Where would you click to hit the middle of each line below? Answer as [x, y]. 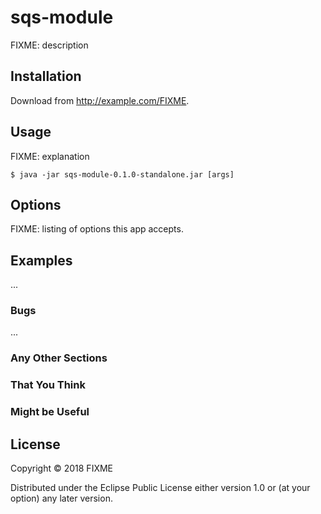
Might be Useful [50, 412]
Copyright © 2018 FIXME [62, 468]
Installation [46, 76]
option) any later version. [61, 498]
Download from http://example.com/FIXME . [100, 100]
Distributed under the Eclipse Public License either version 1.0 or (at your [160, 488]
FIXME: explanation [50, 156]
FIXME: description [49, 45]
